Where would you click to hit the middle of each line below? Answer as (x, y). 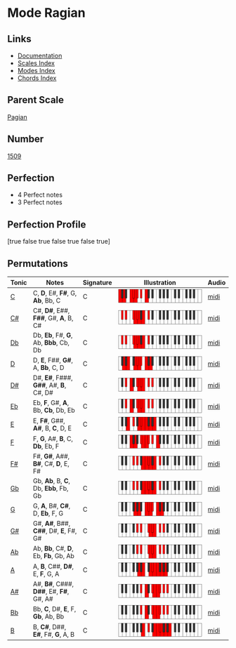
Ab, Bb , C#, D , (53, 548)
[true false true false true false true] (59, 242)
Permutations (38, 264)
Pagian (17, 117)
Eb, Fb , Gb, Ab (54, 555)
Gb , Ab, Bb (48, 616)
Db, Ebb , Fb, (51, 488)
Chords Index (37, 78)
